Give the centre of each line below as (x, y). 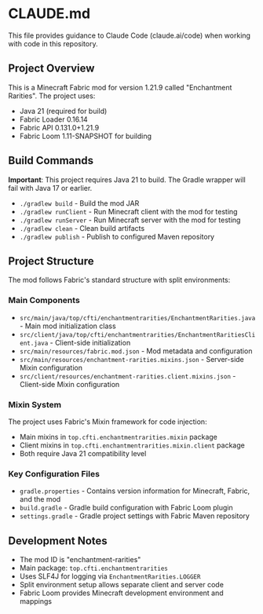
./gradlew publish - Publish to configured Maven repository (117, 236)
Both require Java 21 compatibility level (83, 453)
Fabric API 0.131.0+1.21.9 (59, 127)
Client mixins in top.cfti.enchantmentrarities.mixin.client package (132, 445)
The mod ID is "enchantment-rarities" (80, 560)
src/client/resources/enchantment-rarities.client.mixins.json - (128, 376)
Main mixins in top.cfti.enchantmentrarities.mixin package (119, 437)
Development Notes (58, 541)
